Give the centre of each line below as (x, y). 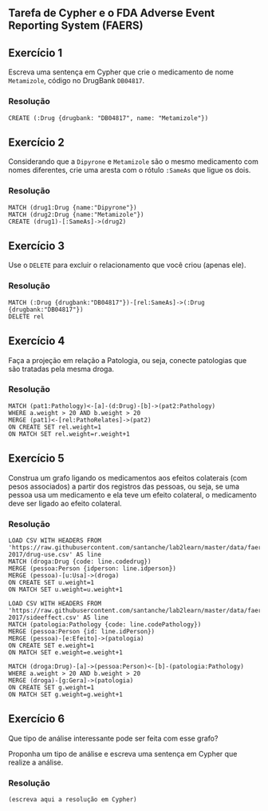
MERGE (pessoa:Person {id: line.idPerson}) (82, 631)
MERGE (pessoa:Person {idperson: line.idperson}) (93, 568)
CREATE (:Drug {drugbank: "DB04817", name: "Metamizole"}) (108, 118)
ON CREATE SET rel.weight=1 (55, 427)
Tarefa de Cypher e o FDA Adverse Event (112, 13)
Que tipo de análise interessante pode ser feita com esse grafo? (113, 738)
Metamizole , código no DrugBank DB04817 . (77, 81)
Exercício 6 (37, 719)
